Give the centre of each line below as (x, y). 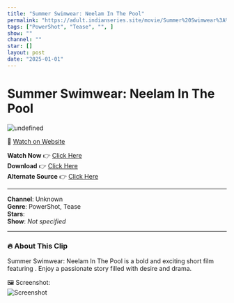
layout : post (26, 53)
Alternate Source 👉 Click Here (53, 176)
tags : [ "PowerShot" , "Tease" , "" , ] (60, 27)
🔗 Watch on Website (36, 141)
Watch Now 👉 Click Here (45, 155)
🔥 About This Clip (38, 246)
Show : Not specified (37, 221)
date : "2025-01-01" (36, 59)
